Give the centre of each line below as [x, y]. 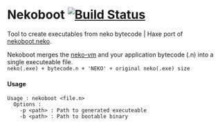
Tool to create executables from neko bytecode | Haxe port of [95, 34]
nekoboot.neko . [29, 41]
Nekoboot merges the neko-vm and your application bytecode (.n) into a [110, 55]
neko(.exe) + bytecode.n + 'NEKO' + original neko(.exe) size [99, 68]
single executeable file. [40, 61]
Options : [27, 105]
